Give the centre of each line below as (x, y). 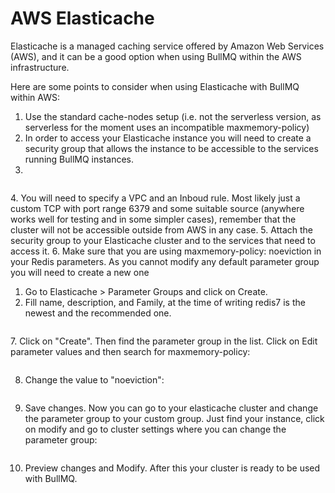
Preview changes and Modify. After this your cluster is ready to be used (172, 468)
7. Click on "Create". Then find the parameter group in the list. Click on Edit (164, 341)
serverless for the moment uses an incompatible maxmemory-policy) (167, 127)
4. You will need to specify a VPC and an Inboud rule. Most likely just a (155, 198)
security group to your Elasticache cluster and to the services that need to (163, 240)
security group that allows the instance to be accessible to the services (171, 148)
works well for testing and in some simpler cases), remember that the (153, 219)
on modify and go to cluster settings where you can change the (155, 429)
